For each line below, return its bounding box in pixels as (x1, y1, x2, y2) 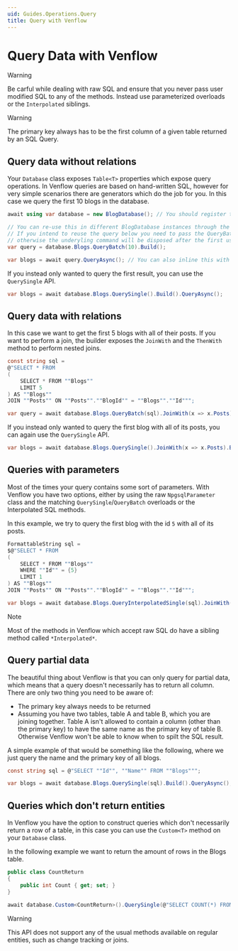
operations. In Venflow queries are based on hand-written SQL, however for (7, 182, 229, 190)
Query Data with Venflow (7, 48, 158, 64)
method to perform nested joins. (7, 344, 101, 352)
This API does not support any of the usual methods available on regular (7, 928, 218, 936)
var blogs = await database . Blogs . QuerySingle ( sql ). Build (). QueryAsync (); (7, 780, 233, 787)
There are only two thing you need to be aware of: (7, 688, 154, 697)
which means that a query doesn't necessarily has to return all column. (7, 680, 215, 689)
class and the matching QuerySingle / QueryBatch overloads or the (7, 498, 195, 506)
